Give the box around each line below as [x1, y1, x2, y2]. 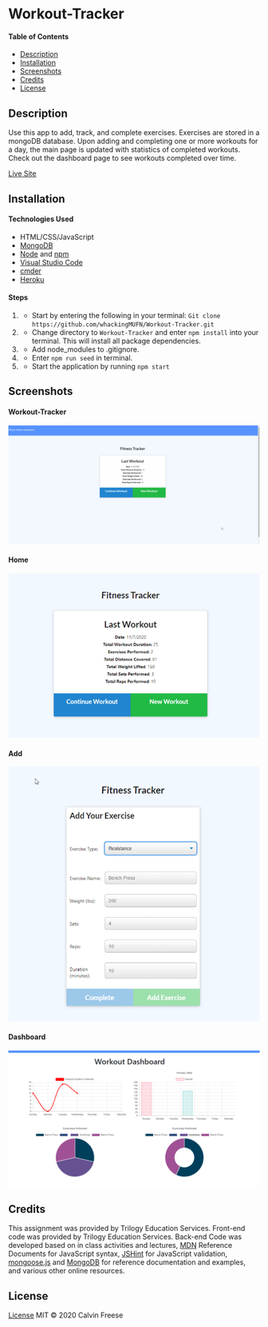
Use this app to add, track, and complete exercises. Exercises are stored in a [8, 128, 260, 137]
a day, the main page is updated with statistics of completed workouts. [8, 145, 241, 154]
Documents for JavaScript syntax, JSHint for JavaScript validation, [8, 1249, 228, 1259]
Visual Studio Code [19, 257, 84, 267]
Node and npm [19, 249, 69, 258]
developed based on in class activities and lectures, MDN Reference [8, 1241, 233, 1250]
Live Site [8, 169, 37, 178]
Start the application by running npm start [31, 361, 170, 371]
